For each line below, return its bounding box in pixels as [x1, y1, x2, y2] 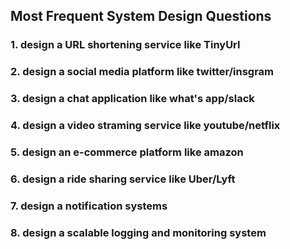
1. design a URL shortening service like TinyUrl [10, 38, 241, 52]
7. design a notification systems [10, 199, 168, 213]
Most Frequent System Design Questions [10, 8, 272, 25]
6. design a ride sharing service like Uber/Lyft [10, 172, 236, 186]
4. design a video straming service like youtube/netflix [10, 119, 281, 133]
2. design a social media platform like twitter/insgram [10, 65, 275, 79]
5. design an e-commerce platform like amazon [10, 145, 244, 159]
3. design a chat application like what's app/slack [10, 92, 255, 106]
